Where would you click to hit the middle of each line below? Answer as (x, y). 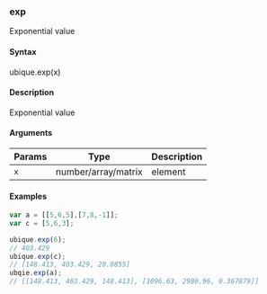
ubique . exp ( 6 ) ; (38, 239)
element (169, 172)
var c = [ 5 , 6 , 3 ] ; (42, 223)
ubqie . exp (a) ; (36, 273)
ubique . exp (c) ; (38, 256)
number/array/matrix (99, 172)
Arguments (31, 133)
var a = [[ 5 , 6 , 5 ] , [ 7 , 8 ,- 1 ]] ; (64, 215)
